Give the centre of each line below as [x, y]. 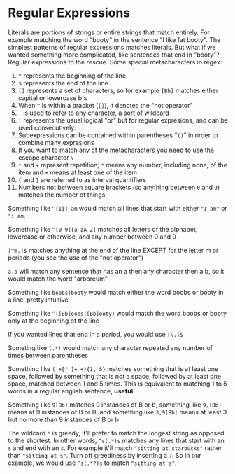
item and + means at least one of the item [78, 172]
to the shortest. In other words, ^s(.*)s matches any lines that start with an [116, 440]
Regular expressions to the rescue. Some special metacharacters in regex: [115, 62]
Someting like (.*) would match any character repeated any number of [110, 347]
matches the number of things [62, 195]
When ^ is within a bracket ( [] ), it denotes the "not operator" [105, 105]
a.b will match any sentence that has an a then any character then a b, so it [116, 271]
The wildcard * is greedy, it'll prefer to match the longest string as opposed [116, 433]
